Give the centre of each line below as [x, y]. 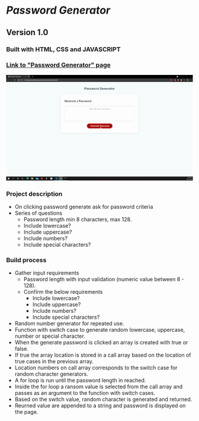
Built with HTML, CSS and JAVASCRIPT [63, 49]
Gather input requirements [47, 273]
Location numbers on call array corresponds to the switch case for [96, 368]
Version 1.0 [27, 32]
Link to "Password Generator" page [58, 65]
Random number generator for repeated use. [69, 323]
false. [21, 349]
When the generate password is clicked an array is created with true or [101, 343]
